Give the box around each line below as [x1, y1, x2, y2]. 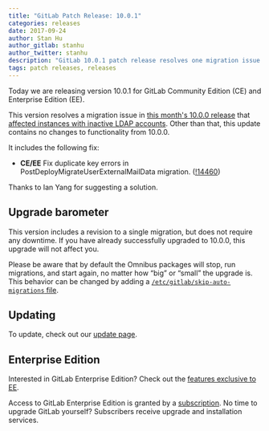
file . [46, 285, 59, 295]
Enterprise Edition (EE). [8, 94, 85, 104]
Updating [8, 308, 56, 322]
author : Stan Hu [8, 34, 63, 43]
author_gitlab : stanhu [8, 42, 84, 50]
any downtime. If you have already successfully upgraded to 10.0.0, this [8, 235, 246, 245]
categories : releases [8, 19, 81, 27]
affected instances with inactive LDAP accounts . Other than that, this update [8, 118, 261, 128]
